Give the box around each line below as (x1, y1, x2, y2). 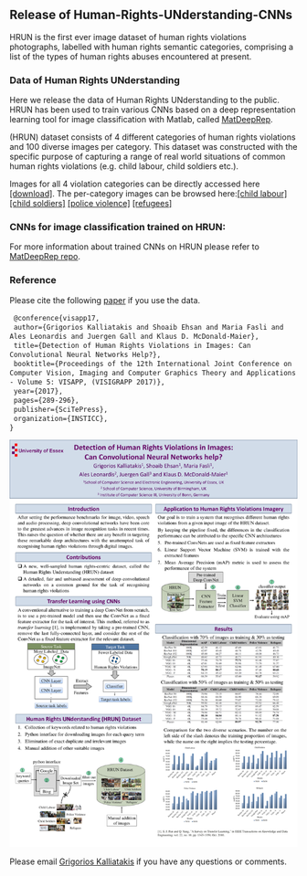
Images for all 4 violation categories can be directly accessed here (9, 178, 260, 190)
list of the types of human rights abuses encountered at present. (9, 50, 252, 62)
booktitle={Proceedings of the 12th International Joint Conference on (13, 359, 292, 368)
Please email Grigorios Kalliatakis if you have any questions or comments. (9, 856, 288, 867)
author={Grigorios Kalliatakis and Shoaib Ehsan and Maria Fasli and (13, 322, 284, 332)
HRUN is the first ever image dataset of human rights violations (9, 31, 247, 42)
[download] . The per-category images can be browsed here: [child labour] (9, 188, 288, 199)
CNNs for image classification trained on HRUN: (9, 221, 227, 234)
